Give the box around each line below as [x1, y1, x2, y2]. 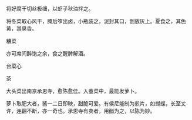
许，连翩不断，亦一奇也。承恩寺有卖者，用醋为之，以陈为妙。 [6, 108, 156, 114]
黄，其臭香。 [6, 25, 37, 32]
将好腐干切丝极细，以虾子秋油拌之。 [6, 5, 94, 12]
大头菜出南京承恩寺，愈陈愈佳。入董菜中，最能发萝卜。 [6, 88, 140, 94]
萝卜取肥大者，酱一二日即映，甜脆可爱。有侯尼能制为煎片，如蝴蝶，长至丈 [6, 100, 186, 107]
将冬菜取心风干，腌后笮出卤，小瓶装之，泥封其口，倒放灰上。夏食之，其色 [6, 18, 186, 25]
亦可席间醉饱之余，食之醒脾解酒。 [6, 50, 89, 57]
